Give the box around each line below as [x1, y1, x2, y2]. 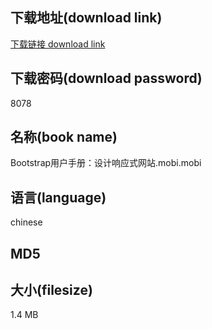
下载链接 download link [10, 38, 106, 50]
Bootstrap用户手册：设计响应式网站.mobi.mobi [10, 157, 202, 169]
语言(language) [10, 189, 107, 206]
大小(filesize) [10, 282, 93, 299]
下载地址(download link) [10, 9, 163, 27]
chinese [10, 216, 43, 228]
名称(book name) [10, 129, 118, 146]
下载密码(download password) [10, 70, 203, 87]
